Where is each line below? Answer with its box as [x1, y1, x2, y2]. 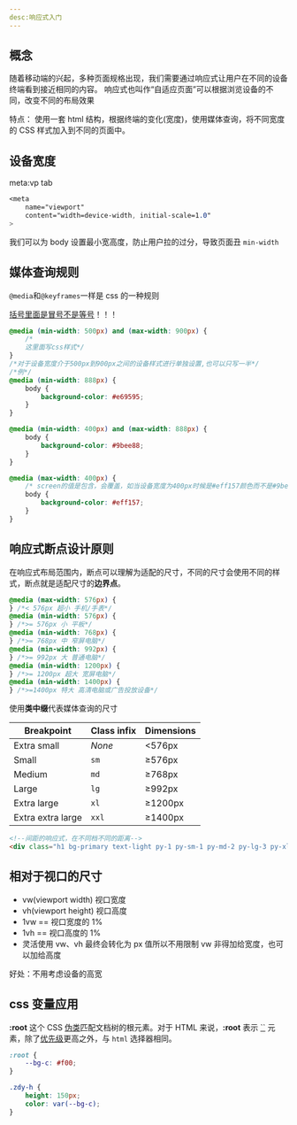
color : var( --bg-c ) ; [25, 1099, 101, 1108]
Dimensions [144, 725, 196, 737]
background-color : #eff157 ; [41, 498, 144, 507]
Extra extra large [13, 812, 82, 824]
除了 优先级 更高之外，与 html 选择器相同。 [24, 1033, 177, 1044]
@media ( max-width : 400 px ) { [9, 474, 117, 482]
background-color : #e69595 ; [41, 392, 144, 401]
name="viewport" [25, 203, 86, 212]
